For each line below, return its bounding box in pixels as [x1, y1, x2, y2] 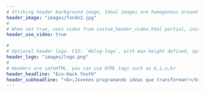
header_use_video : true [6, 32, 67, 38]
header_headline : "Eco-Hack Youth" [6, 71, 97, 77]
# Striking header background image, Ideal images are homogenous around [6, 9, 198, 15]
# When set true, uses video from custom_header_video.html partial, [6, 26, 187, 32]
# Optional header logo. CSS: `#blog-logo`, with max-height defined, [6, 48, 190, 55]
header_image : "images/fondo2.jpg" [6, 15, 97, 21]
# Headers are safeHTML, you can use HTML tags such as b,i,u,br [6, 65, 176, 71]
